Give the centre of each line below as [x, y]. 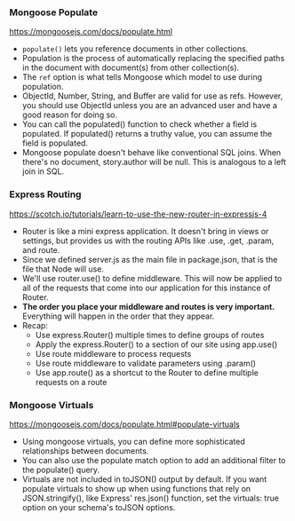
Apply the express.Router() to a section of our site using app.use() [156, 344]
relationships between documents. [85, 451]
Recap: [35, 325]
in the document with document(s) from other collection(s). [131, 67]
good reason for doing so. [70, 115]
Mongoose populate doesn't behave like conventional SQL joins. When [151, 153]
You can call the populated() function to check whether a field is [140, 124]
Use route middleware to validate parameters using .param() [145, 363]
